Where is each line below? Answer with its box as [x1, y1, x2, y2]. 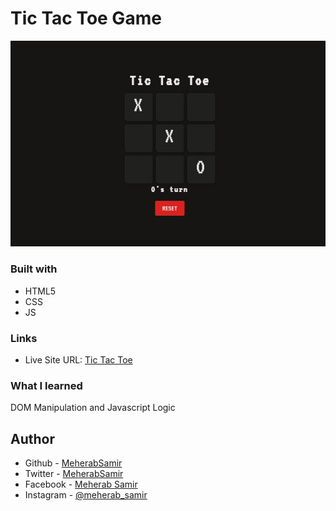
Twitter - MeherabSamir [24, 468, 124, 480]
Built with [10, 262, 58, 276]
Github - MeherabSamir [24, 457, 123, 469]
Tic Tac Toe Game [10, 7, 162, 30]
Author [10, 430, 55, 447]
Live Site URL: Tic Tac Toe [24, 354, 133, 366]
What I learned [10, 378, 83, 392]
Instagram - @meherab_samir [24, 489, 148, 501]
